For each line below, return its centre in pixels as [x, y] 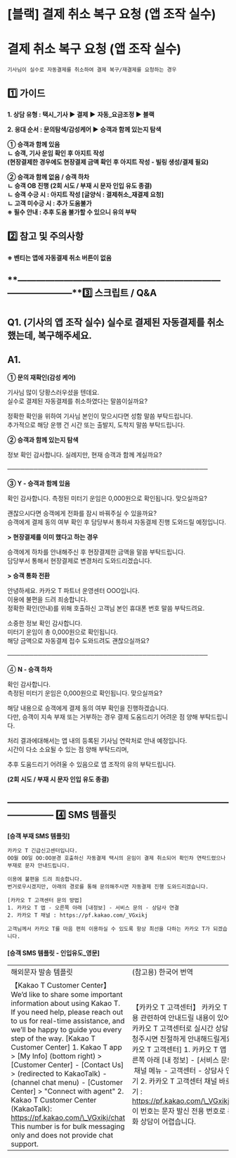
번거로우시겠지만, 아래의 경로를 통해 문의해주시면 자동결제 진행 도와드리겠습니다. [108, 887]
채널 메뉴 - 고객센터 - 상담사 [179, 1071]
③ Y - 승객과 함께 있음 [39, 483]
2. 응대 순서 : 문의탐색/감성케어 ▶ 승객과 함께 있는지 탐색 [84, 129]
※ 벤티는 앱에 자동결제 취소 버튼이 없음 [60, 257]
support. [25, 1144]
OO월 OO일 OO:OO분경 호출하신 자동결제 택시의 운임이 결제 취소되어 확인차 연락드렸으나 [117, 858]
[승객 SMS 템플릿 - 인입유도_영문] [54, 953]
